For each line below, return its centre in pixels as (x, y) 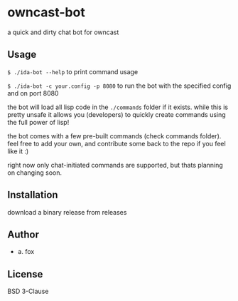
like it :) (18, 151)
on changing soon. (35, 173)
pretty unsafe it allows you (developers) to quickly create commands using (117, 114)
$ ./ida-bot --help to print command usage (73, 71)
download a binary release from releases (67, 212)
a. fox (26, 252)
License (25, 274)
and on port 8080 (33, 93)
